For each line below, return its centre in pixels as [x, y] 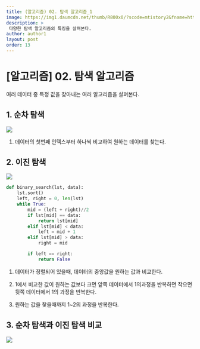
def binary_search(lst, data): [45, 188]
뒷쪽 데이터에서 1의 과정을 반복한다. [56, 292]
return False [54, 259]
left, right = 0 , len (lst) [50, 199]
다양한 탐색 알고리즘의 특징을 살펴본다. [50, 28]
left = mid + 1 [57, 232]
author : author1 [26, 34]
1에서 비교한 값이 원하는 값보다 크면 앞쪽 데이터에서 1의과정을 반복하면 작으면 [103, 284]
